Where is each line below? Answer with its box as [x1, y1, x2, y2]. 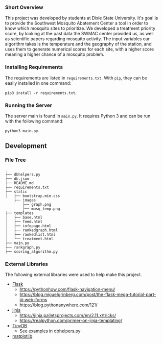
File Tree [5, 156, 26, 163]
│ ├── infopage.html [5, 223, 51, 228]
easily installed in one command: [5, 80, 71, 86]
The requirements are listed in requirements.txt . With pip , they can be [5, 75, 147, 81]
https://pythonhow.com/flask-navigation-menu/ [19, 286, 116, 292]
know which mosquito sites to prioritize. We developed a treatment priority [5, 25, 156, 31]
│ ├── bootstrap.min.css [5, 193, 60, 198]
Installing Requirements [5, 64, 63, 71]
